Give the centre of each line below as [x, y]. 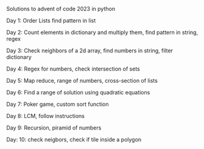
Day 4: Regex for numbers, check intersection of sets [73, 69]
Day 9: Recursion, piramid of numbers [54, 128]
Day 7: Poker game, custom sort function [58, 104]
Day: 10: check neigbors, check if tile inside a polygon [74, 140]
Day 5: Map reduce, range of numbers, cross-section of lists [82, 81]
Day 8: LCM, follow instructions [46, 116]
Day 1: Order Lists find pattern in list [51, 20]
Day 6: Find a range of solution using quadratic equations [78, 92]
